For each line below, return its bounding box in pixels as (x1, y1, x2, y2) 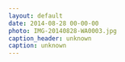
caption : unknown (8, 42, 67, 50)
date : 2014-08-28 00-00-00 (8, 19, 99, 27)
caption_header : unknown (8, 34, 92, 43)
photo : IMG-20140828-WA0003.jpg (8, 27, 117, 35)
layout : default (8, 11, 63, 20)
